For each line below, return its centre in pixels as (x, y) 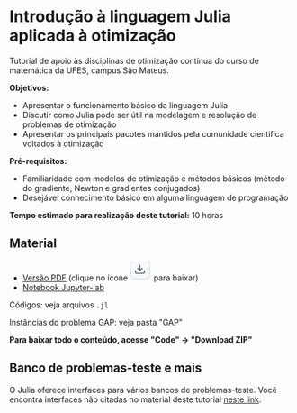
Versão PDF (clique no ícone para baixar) (110, 278)
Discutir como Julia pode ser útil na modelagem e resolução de (139, 115)
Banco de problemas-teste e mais (106, 368)
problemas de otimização (69, 124)
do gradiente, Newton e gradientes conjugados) (111, 188)
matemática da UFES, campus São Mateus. (89, 70)
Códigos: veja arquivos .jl (59, 305)
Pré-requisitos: (38, 161)
